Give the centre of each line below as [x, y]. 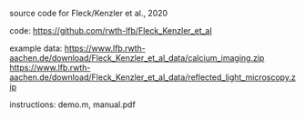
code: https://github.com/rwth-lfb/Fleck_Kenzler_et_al [111, 30]
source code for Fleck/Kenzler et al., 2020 [89, 13]
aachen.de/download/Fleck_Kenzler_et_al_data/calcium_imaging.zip [137, 58]
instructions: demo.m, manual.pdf [73, 104]
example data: [36, 48]
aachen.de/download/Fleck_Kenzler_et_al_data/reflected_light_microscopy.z [152, 77]
